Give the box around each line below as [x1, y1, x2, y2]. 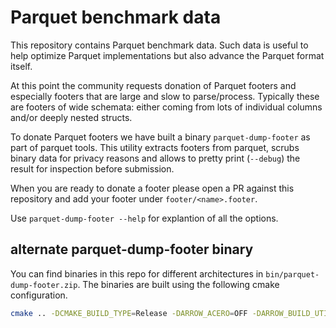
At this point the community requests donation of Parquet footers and [10, 79, 297, 91]
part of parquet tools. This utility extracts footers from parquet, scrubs [10, 141, 300, 153]
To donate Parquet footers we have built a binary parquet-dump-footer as [10, 131, 311, 143]
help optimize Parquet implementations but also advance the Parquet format [10, 49, 325, 61]
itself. [10, 60, 33, 72]
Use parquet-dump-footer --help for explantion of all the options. [10, 212, 279, 224]
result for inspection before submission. [10, 162, 175, 175]
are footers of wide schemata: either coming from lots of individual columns [10, 101, 323, 113]
